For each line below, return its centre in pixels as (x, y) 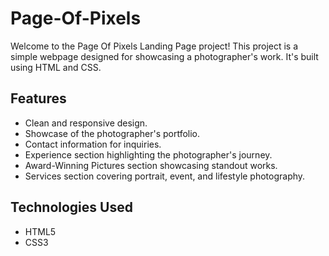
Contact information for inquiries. (93, 144)
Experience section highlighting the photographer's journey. (148, 154)
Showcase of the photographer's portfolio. (112, 133)
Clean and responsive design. (86, 123)
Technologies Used (71, 207)
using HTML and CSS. (56, 67)
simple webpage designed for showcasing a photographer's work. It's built (164, 56)
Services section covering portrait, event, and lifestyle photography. (165, 176)
